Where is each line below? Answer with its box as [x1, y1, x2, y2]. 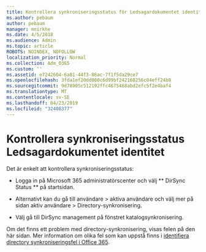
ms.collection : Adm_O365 [6, 60, 70, 66]
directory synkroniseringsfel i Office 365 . [6, 239, 110, 246]
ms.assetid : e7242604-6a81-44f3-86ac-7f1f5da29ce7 [6, 72, 139, 78]
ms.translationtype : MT [6, 89, 67, 95]
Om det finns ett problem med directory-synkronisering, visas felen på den [6, 226, 195, 233]
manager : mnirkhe [6, 26, 51, 32]
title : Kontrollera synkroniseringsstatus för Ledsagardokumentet [6, 9, 180, 15]
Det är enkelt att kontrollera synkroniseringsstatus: [6, 165, 134, 172]
